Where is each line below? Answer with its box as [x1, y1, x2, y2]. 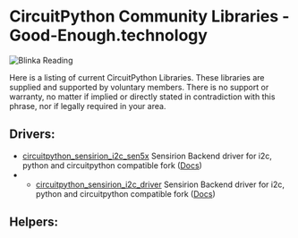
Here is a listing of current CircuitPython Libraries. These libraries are [9, 72, 265, 82]
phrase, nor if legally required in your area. [9, 100, 166, 111]
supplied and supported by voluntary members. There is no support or [9, 81, 269, 92]
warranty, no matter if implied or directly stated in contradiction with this [9, 91, 276, 102]
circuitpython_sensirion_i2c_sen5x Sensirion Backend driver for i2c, [21, 150, 273, 161]
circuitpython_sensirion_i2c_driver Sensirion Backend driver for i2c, [35, 179, 285, 190]
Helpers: [9, 215, 58, 230]
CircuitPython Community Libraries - [9, 6, 290, 27]
